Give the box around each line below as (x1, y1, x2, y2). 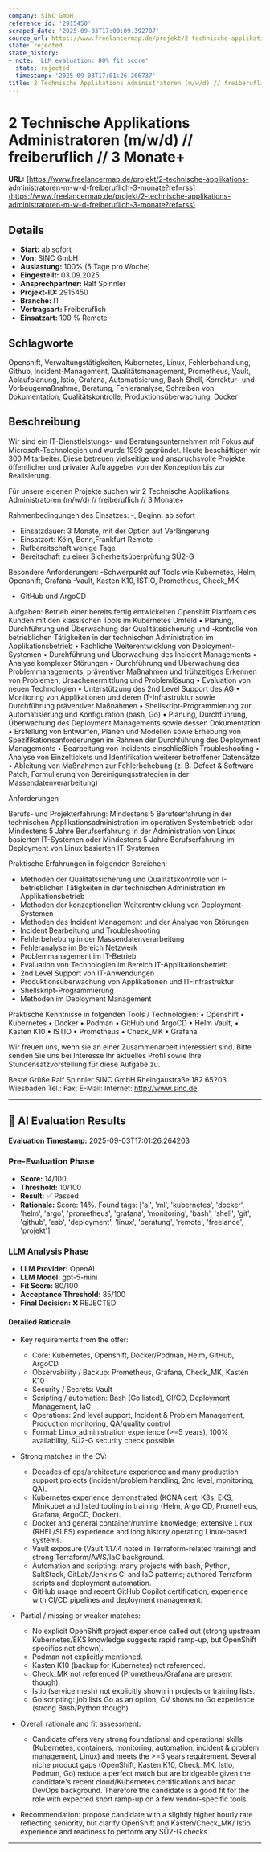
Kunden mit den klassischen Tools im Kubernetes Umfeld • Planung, (8, 615, 235, 625)
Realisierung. (8, 470, 52, 480)
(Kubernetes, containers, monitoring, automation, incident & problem (31, 1743, 260, 1753)
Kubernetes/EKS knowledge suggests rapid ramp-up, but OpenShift (31, 1635, 257, 1645)
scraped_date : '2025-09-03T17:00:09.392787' (8, 27, 160, 35)
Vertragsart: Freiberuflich (19, 305, 106, 314)
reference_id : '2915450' (8, 19, 92, 27)
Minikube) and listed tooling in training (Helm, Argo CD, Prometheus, (31, 1501, 259, 1511)
